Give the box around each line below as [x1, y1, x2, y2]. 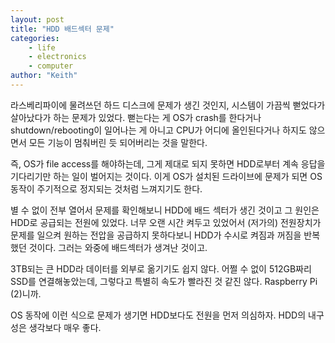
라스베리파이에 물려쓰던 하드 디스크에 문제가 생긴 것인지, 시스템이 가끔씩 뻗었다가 [10, 99, 326, 111]
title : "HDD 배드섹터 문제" [10, 24, 115, 34]
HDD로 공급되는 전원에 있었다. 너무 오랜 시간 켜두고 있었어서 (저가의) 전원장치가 [10, 216, 322, 228]
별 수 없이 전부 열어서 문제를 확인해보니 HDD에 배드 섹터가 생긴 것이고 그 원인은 [10, 204, 320, 216]
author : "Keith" [10, 71, 78, 81]
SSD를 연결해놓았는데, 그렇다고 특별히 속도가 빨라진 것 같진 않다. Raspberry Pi [10, 275, 318, 287]
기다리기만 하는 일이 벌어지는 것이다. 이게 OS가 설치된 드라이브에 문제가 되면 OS [10, 170, 323, 182]
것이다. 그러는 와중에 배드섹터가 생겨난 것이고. [28, 241, 208, 253]
